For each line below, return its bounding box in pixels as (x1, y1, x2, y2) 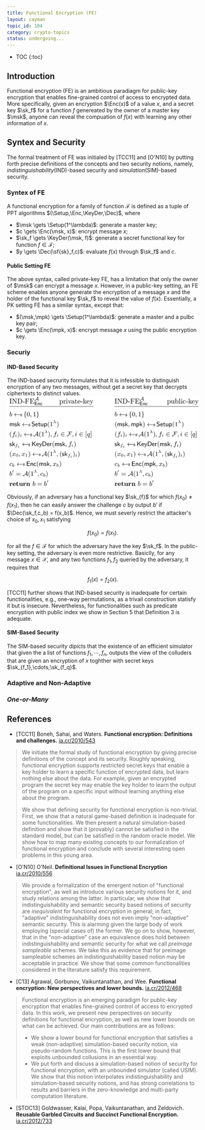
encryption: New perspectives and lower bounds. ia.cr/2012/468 (15, 984, 182, 991)
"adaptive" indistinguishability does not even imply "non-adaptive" (21, 914, 189, 921)
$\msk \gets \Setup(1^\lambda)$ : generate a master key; (15, 221, 158, 229)
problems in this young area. (21, 851, 94, 859)
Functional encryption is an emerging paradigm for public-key (21, 996, 177, 1003)
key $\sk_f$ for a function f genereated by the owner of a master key (7, 106, 180, 114)
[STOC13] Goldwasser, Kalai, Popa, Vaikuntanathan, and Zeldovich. (15, 1104, 184, 1112)
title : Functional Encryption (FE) (7, 10, 97, 16)
